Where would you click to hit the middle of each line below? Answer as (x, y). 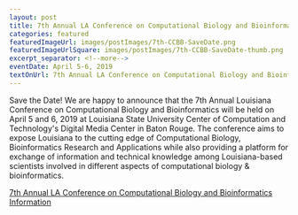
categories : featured (49, 34)
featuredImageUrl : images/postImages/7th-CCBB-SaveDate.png (123, 42)
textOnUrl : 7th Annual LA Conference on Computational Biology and (137, 75)
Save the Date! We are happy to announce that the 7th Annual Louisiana (141, 100)
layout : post (33, 17)
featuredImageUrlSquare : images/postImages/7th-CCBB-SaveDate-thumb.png (146, 50)
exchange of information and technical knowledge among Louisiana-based (146, 157)
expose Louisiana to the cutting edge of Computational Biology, (125, 137)
